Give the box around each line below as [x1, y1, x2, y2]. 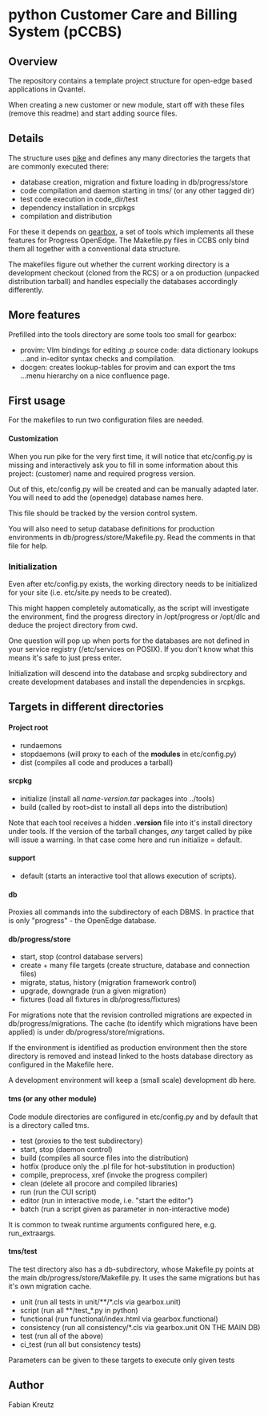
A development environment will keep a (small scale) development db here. [8, 1076, 257, 1085]
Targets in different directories [8, 700, 164, 714]
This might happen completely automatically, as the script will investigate [8, 603, 250, 612]
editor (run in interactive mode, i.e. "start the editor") [19, 1195, 194, 1205]
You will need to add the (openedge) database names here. [8, 492, 204, 503]
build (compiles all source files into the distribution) [19, 1153, 190, 1162]
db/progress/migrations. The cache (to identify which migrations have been [8, 1019, 258, 1028]
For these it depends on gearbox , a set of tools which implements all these [8, 226, 254, 236]
